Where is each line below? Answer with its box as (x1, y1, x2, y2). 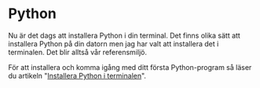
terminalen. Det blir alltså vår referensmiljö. (8, 47, 148, 57)
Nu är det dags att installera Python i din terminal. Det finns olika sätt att (8, 31, 241, 40)
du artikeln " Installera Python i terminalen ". (8, 71, 147, 80)
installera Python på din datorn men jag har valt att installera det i (8, 38, 219, 48)
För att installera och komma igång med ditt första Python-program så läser (8, 62, 252, 71)
